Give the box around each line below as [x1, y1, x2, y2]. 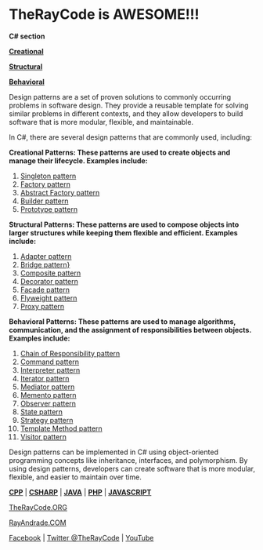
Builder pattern [20, 196, 69, 206]
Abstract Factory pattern [20, 188, 100, 197]
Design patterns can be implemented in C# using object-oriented [9, 447, 218, 457]
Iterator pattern [20, 373, 70, 383]
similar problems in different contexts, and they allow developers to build [9, 108, 243, 118]
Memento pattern [20, 390, 77, 399]
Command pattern [20, 357, 80, 366]
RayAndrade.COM [9, 518, 67, 527]
